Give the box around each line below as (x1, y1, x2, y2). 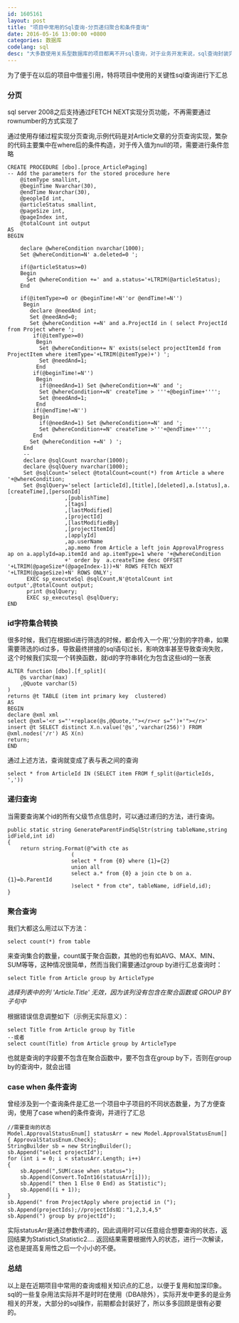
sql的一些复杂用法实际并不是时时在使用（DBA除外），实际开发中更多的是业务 (7, 1289, 232, 1298)
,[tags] (64, 500, 87, 508)
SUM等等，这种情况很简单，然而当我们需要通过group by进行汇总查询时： (7, 960, 223, 969)
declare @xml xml (7, 711, 59, 719)
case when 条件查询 (7, 1081, 77, 1091)
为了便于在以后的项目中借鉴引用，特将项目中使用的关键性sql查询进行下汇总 (7, 71, 228, 79)
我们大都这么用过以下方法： (7, 924, 89, 932)
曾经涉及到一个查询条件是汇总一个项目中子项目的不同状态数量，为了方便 (7, 1099, 219, 1108)
